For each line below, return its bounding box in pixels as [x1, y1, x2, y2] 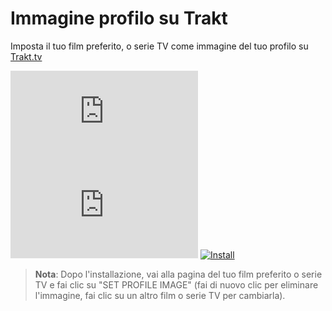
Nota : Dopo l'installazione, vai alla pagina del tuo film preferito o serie [34, 268, 323, 280]
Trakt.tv [10, 50, 43, 62]
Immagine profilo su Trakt [10, 7, 228, 30]
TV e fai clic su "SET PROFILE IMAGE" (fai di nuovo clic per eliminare [34, 278, 319, 291]
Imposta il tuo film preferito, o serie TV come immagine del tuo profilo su [10, 40, 309, 52]
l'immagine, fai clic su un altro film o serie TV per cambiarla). [34, 289, 286, 301]
